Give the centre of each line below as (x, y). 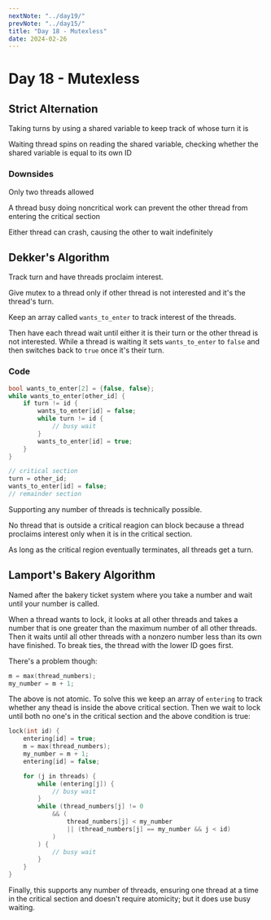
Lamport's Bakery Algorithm (82, 575)
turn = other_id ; (38, 479)
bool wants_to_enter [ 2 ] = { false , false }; (81, 388)
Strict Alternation (53, 109)
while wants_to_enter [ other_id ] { (67, 396)
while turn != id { (71, 419)
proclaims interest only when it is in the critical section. (101, 533)
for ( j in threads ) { (59, 776)
